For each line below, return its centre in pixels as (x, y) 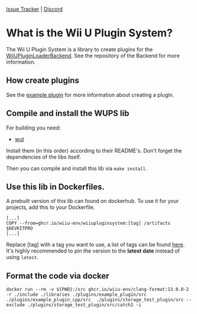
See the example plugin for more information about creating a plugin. (90, 95)
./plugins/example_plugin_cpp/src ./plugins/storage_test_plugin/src (95, 300)
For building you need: (33, 128)
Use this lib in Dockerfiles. (55, 187)
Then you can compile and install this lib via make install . (77, 168)
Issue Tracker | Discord (35, 9)
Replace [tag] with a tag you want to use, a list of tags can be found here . (96, 245)
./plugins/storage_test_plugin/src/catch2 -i (85, 305)
